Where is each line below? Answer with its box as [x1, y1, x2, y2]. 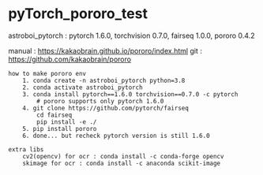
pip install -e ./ [36, 117, 97, 126]
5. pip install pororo [22, 125, 97, 132]
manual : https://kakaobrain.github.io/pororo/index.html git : [8, 46, 203, 55]
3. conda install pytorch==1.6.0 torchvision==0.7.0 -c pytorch [22, 90, 239, 99]
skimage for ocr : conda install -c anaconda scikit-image [22, 159, 221, 167]
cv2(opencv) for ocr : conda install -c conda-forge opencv [22, 152, 224, 160]
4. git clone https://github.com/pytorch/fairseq [22, 104, 190, 112]
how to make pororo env [8, 69, 87, 77]
